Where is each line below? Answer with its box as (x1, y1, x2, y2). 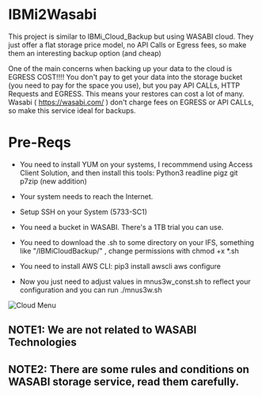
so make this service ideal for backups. (8, 105, 136, 115)
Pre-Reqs (8, 134, 71, 152)
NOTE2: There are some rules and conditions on (8, 362, 249, 376)
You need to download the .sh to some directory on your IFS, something (19, 237, 255, 247)
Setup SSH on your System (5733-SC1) (19, 207, 148, 217)
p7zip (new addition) (19, 176, 87, 186)
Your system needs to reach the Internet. (19, 191, 154, 201)
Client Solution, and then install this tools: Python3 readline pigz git (19, 168, 238, 177)
